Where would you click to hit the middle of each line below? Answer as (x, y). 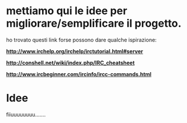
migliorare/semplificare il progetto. (94, 23)
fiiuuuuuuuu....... (26, 114)
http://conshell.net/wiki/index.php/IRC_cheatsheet (70, 63)
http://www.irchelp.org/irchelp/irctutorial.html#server (75, 51)
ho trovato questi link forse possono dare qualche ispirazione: (81, 40)
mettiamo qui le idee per (67, 11)
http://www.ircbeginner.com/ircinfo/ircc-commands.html (79, 74)
